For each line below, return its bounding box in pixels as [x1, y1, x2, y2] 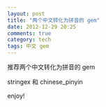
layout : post [7, 10, 45, 17]
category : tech [7, 36, 52, 43]
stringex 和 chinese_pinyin [7, 78, 84, 86]
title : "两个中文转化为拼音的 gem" [7, 17, 100, 24]
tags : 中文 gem [7, 43, 50, 50]
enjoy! [7, 92, 25, 100]
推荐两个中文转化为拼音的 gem [7, 63, 96, 71]
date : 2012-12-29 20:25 [7, 23, 77, 30]
